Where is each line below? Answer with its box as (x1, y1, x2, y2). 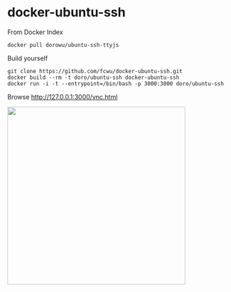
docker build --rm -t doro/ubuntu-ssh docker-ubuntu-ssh (7, 74, 180, 81)
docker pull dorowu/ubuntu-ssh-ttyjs (7, 41, 119, 48)
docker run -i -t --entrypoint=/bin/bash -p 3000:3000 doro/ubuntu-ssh (7, 80, 224, 87)
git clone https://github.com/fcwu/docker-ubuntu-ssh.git (7, 67, 183, 75)
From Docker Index (7, 28, 63, 36)
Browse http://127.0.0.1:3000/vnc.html (7, 92, 118, 101)
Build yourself (7, 54, 48, 63)
